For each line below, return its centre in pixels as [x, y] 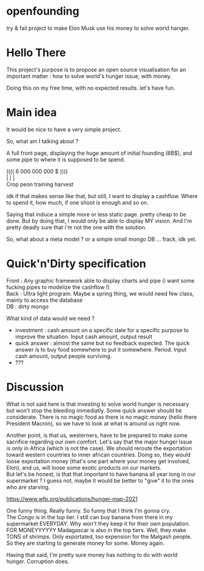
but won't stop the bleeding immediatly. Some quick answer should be [94, 410]
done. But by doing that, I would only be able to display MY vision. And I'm [99, 221]
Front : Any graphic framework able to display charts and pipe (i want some [100, 280]
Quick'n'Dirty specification [76, 264]
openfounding [43, 11]
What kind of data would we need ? [51, 318]
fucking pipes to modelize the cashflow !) [58, 287]
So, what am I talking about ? [42, 141]
